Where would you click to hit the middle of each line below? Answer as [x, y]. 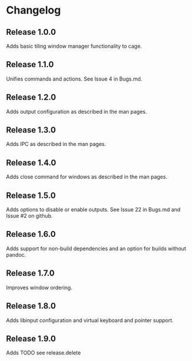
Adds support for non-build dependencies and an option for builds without [96, 249]
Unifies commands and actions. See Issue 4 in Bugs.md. [74, 79]
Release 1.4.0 [31, 163]
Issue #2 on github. [29, 216]
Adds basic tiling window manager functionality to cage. [74, 46]
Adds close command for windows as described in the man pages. [87, 177]
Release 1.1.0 [30, 64]
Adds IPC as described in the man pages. [56, 144]
